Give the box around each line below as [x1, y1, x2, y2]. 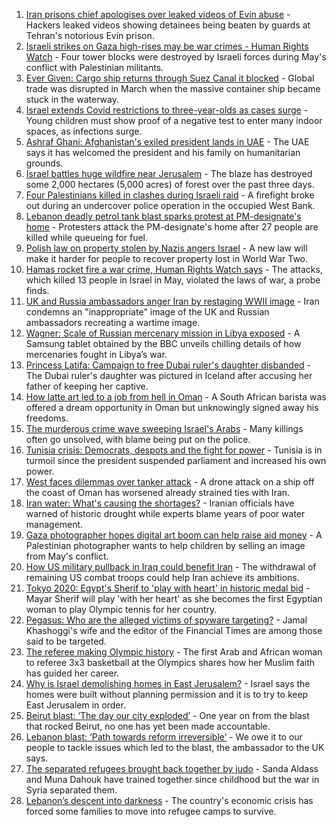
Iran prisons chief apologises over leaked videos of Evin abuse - [25, 9, 291, 20]
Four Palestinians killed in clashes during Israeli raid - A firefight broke [25, 189, 315, 201]
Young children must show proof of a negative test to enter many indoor [25, 115, 323, 126]
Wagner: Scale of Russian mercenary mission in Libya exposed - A [25, 327, 301, 339]
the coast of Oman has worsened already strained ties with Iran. [25, 487, 291, 498]
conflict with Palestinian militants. [25, 62, 164, 73]
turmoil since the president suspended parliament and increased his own [25, 455, 327, 466]
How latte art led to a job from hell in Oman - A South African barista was [25, 391, 327, 403]
